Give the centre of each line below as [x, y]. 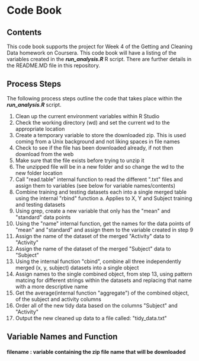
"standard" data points [43, 217]
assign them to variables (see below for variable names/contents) [95, 185]
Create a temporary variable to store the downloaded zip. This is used [100, 135]
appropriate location [40, 129]
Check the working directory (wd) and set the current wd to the [93, 122]
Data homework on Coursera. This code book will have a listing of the [92, 53]
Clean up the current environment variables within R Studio [87, 116]
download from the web [44, 154]
